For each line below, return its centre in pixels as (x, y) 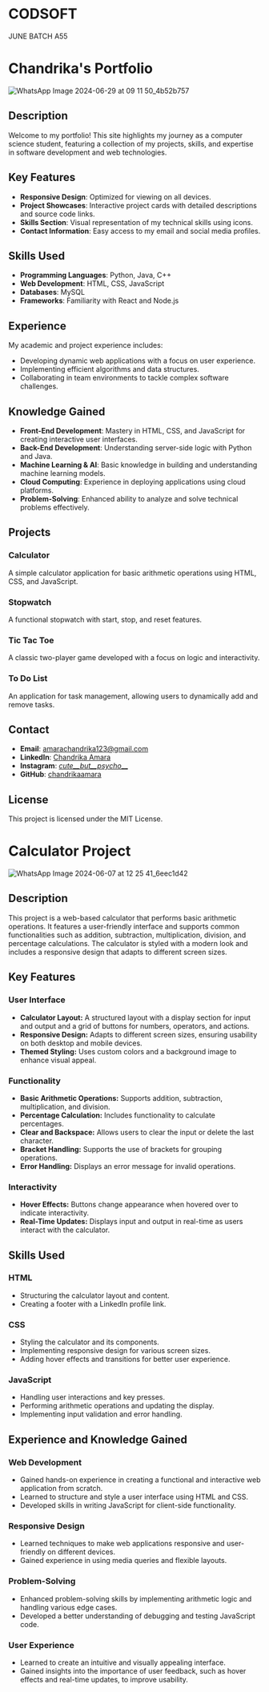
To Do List (28, 679)
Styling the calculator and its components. (90, 1342)
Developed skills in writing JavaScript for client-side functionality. (128, 1505)
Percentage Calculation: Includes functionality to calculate (118, 1115)
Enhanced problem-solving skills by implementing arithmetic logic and (136, 1598)
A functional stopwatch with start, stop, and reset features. (105, 619)
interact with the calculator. (65, 1230)
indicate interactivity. (54, 1213)
